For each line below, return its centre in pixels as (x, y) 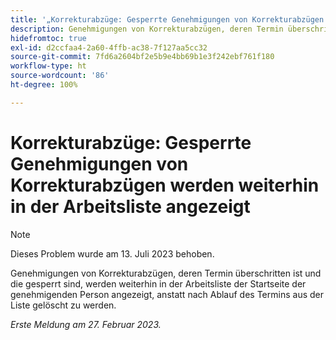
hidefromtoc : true (48, 38)
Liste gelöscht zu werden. (63, 305)
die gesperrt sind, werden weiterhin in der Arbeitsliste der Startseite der (158, 283)
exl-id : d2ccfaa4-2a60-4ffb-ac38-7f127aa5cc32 (109, 47)
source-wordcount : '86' (60, 76)
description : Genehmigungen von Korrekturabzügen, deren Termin (147, 29)
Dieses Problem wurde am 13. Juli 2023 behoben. (112, 253)
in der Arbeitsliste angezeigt (130, 206)
